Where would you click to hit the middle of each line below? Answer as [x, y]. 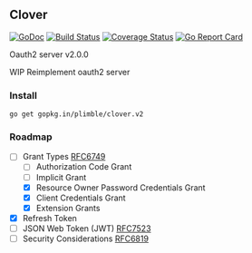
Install [24, 95]
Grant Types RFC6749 [64, 157]
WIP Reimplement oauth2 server [70, 72]
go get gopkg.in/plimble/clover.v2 [77, 114]
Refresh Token [49, 218]
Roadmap [31, 137]
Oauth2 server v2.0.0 [49, 54]
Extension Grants [68, 208]
